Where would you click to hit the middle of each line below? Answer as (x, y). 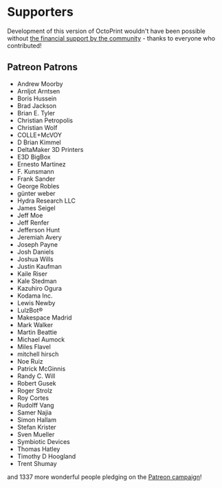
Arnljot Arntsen (38, 91)
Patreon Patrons (42, 67)
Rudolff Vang (35, 405)
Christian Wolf (37, 127)
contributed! (25, 45)
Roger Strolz (35, 390)
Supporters (40, 12)
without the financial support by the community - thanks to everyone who (111, 38)
